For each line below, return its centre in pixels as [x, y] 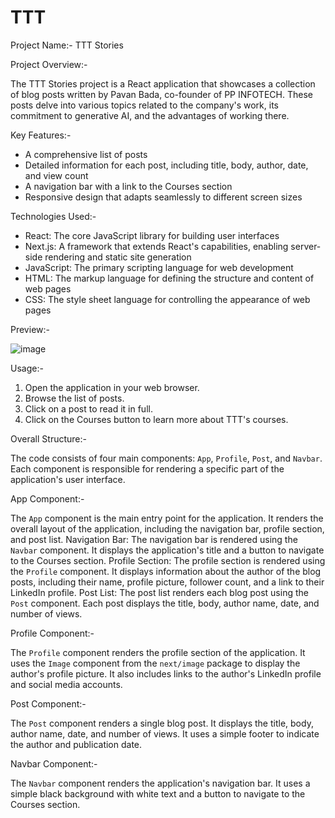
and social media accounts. [66, 684]
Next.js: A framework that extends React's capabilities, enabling [156, 246]
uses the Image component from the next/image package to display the [155, 663]
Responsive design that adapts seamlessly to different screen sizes [163, 197]
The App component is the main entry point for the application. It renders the [167, 518]
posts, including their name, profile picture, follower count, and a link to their [167, 582]
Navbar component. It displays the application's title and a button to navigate [167, 550]
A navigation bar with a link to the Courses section [128, 186]
